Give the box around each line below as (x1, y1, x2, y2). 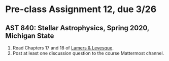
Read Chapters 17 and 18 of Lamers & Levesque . (12, 45, 114, 51)
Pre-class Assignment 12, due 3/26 (5, 4, 157, 15)
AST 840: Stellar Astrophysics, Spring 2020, (5, 24, 150, 32)
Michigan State (5, 31, 54, 40)
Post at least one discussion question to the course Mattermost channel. (12, 50, 164, 56)
